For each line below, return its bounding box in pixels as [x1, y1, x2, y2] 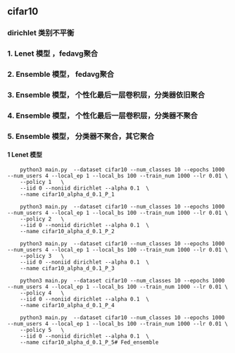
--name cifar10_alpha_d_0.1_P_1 [20, 191, 115, 198]
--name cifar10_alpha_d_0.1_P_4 [20, 302, 115, 309]
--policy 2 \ [20, 216, 65, 223]
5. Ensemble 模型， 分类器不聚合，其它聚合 [7, 131, 155, 141]
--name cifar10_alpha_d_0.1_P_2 [20, 228, 115, 235]
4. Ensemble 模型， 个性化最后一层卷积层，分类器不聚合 [7, 111, 198, 120]
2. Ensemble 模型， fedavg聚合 [7, 70, 115, 80]
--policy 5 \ [20, 327, 65, 334]
